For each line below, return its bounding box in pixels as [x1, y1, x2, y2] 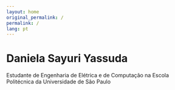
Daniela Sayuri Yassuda [6, 52, 128, 65]
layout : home [6, 8, 39, 15]
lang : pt [6, 25, 29, 32]
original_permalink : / [6, 14, 64, 21]
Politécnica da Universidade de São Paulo [6, 78, 111, 85]
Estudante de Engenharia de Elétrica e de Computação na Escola [6, 72, 169, 79]
